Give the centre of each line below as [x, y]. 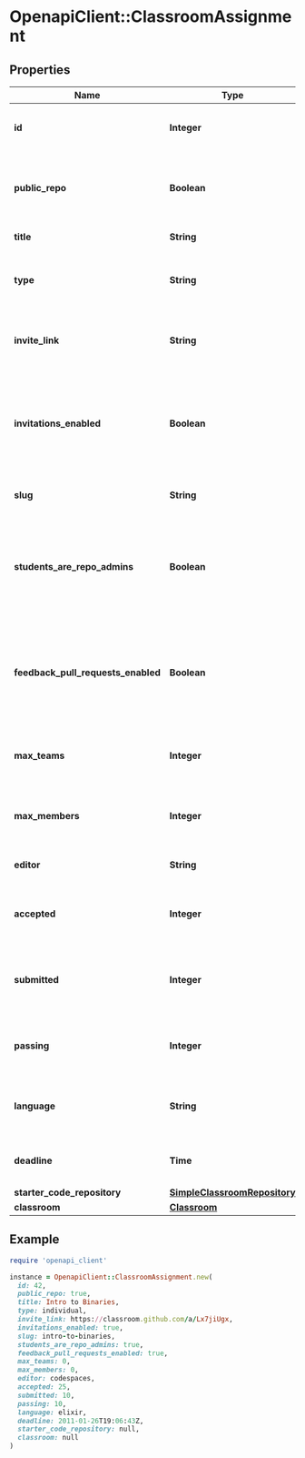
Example [34, 1240]
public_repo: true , [54, 1294]
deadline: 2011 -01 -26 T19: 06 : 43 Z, [81, 1421]
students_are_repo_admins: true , [81, 1344]
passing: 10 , [42, 1403]
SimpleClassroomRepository [233, 1192]
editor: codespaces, [56, 1379]
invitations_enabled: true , [71, 1327]
